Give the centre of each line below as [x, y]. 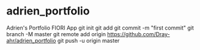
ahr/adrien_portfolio [31, 40]
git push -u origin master [88, 40]
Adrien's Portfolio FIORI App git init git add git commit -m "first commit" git [100, 28]
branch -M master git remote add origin [56, 34]
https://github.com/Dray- [138, 34]
